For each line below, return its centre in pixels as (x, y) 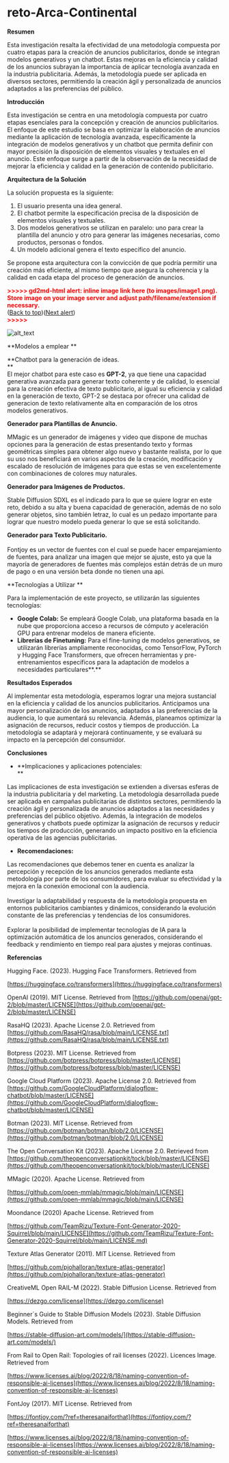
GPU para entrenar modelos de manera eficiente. (86, 633)
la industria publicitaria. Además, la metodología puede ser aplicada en (107, 74)
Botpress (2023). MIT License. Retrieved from (72, 1053)
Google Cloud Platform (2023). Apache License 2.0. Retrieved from (102, 1081)
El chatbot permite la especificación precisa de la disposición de (108, 213)
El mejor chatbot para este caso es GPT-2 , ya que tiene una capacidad (107, 374)
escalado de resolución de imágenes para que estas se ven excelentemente (114, 466)
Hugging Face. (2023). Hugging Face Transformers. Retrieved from (102, 971)
